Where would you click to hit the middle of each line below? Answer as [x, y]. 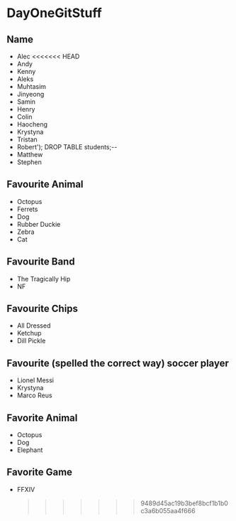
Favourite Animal [45, 184]
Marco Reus [34, 395]
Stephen [29, 162]
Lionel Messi [35, 380]
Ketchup [29, 333]
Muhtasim [32, 86]
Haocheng [32, 124]
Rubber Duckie [39, 224]
